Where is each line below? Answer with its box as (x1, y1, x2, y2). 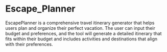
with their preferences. (5, 41, 54, 47)
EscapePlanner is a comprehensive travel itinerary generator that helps (5, 20, 155, 26)
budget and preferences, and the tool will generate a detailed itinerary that (5, 30, 162, 36)
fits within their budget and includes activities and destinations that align (5, 36, 158, 42)
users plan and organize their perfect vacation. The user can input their (5, 25, 156, 31)
